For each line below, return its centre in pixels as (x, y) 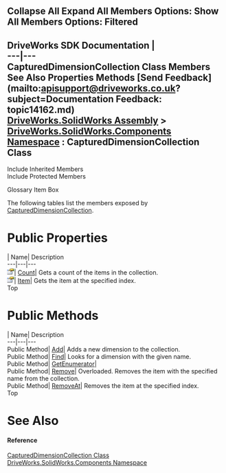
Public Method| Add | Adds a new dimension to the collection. (94, 349)
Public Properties (58, 238)
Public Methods (53, 316)
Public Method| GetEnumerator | (52, 364)
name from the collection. (44, 379)
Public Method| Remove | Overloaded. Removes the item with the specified (112, 371)
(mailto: (24, 88)
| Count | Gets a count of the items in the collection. (86, 273)
